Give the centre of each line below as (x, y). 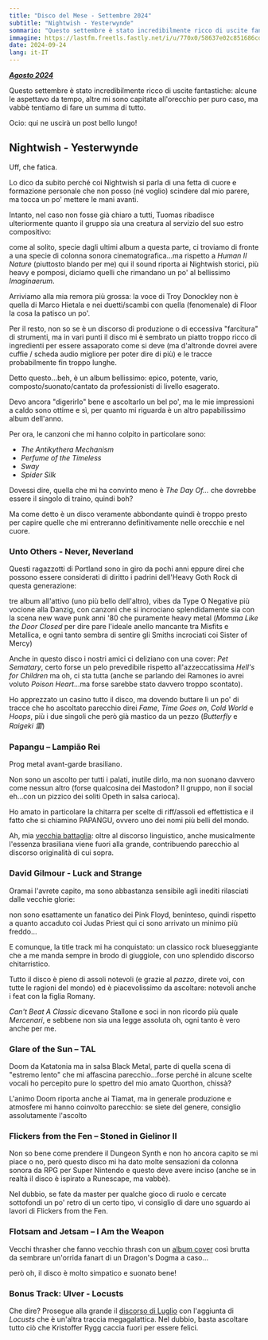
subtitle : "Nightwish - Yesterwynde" (72, 23)
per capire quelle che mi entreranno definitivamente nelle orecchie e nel (127, 522)
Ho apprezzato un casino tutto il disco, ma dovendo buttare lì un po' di (124, 700)
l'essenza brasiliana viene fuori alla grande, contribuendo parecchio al (124, 845)
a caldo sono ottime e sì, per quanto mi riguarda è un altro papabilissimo (127, 410)
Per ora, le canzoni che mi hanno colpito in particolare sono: (107, 433)
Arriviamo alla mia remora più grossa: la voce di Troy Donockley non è (124, 296)
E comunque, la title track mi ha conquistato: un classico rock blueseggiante (134, 946)
